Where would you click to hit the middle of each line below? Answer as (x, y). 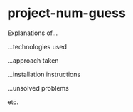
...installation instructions (44, 74)
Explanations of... (33, 33)
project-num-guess (66, 13)
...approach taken (33, 60)
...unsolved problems (38, 88)
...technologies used (37, 46)
